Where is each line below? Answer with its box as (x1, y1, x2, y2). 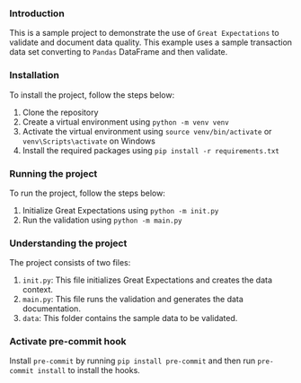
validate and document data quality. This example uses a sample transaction (9, 37, 293, 48)
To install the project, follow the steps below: (9, 89, 175, 100)
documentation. (22, 303, 81, 314)
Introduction (9, 7, 65, 20)
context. (22, 284, 54, 295)
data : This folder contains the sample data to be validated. (22, 313, 238, 324)
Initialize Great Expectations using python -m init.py (22, 205, 219, 215)
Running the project (9, 167, 98, 179)
